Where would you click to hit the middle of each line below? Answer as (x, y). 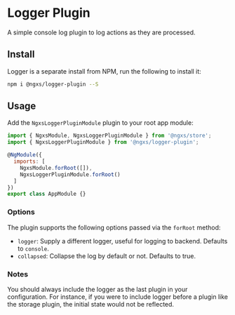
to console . (33, 248)
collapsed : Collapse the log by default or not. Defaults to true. (107, 256)
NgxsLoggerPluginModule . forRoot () (70, 174)
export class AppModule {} (47, 194)
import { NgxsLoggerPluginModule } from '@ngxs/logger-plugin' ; (103, 142)
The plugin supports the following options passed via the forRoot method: (114, 227)
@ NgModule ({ (25, 155)
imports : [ (29, 162)
